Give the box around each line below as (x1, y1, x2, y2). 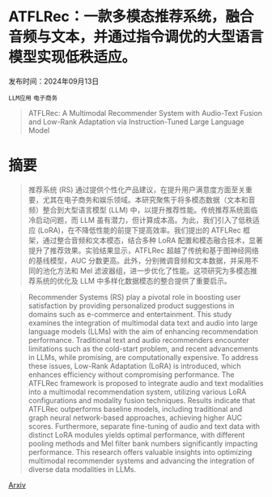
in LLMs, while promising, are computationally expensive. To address (28, 352, 259, 362)
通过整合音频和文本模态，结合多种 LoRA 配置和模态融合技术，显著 (42, 235, 263, 245)
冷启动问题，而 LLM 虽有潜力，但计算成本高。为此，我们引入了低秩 (28, 215, 253, 225)
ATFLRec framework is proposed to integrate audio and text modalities (28, 378, 264, 388)
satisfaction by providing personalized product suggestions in (28, 301, 235, 311)
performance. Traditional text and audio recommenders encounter (28, 335, 249, 345)
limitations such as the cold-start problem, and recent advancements (28, 344, 259, 353)
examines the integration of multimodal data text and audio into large (28, 318, 258, 328)
